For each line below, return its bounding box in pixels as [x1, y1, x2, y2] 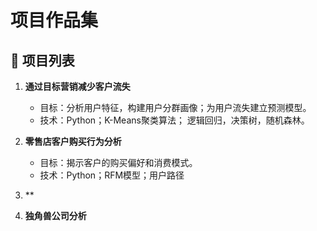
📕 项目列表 [10, 52, 75, 69]
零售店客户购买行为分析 [24, 136, 122, 147]
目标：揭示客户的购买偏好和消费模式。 [39, 157, 198, 168]
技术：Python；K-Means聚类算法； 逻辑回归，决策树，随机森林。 [39, 114, 310, 126]
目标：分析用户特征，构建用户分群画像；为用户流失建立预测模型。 [39, 102, 312, 113]
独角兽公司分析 [24, 210, 87, 221]
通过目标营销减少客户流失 [24, 81, 131, 92]
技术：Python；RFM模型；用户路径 [39, 169, 185, 181]
